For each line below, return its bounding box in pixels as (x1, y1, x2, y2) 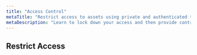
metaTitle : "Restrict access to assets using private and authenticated (6, 14, 188, 20)
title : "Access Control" (6, 8, 67, 15)
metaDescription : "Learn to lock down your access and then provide (6, 19, 177, 25)
